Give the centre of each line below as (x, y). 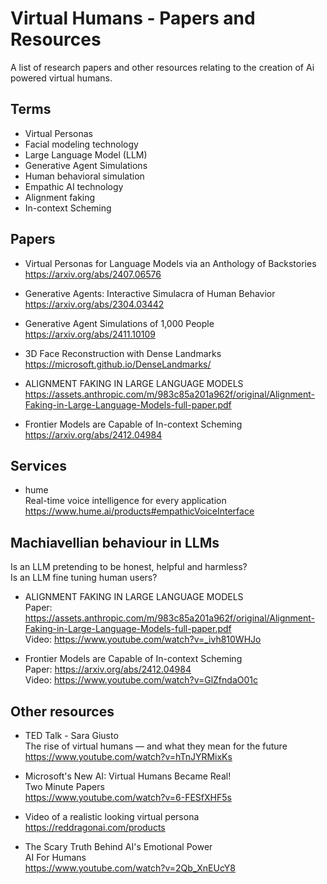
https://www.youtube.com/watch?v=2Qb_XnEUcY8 (130, 868)
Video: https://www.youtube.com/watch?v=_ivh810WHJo (143, 639)
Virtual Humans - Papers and (133, 18)
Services (39, 465)
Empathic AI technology (74, 186)
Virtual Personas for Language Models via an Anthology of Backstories (170, 263)
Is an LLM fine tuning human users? (84, 578)
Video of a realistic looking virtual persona (112, 816)
